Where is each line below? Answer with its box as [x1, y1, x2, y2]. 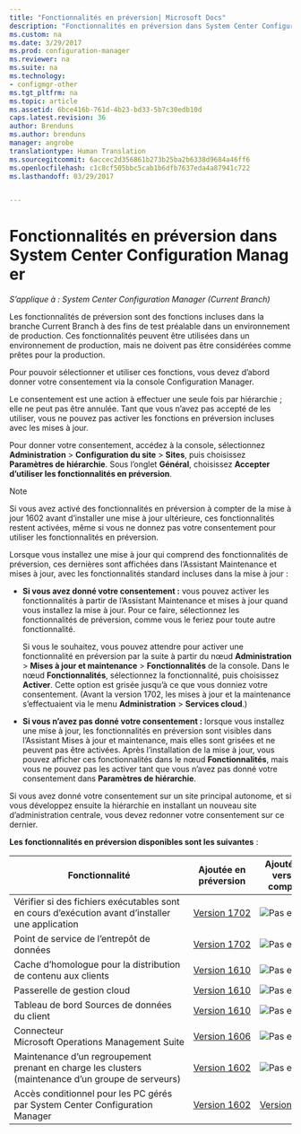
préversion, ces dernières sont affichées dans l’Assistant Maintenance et [9, 558, 278, 570]
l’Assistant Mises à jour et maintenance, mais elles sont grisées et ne [21, 735, 276, 746]
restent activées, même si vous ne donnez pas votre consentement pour [9, 523, 277, 533]
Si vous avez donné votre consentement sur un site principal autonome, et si [9, 791, 292, 802]
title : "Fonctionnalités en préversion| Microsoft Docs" [9, 13, 227, 22]
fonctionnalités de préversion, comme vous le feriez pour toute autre [21, 614, 276, 625]
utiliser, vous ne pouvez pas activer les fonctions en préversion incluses [9, 413, 275, 424]
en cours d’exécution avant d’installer [13, 907, 171, 919]
